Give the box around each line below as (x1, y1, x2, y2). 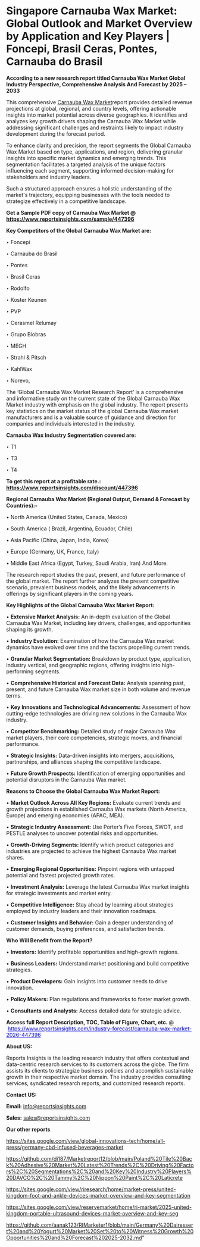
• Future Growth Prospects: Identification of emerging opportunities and (6, 770, 186, 777)
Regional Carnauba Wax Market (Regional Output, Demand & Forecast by (6, 495, 190, 502)
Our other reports (6, 1126, 51, 1133)
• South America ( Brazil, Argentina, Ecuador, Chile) (6, 525, 133, 532)
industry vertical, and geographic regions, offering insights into (6, 661, 161, 668)
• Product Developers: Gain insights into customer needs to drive (6, 977, 168, 985)
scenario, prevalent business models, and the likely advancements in (6, 583, 176, 590)
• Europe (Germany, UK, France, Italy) (6, 548, 99, 555)
